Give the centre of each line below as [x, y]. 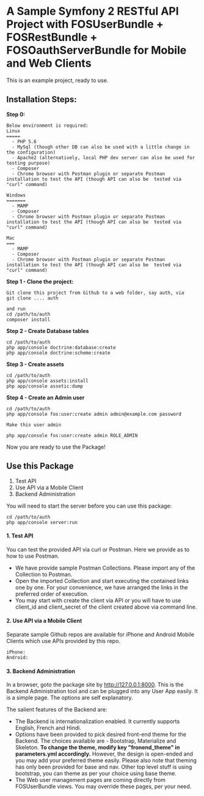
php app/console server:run [42, 522]
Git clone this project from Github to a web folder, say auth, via [95, 293]
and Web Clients [49, 63]
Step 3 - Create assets [35, 364]
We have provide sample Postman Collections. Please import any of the [105, 568]
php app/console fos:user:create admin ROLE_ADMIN [72, 435]
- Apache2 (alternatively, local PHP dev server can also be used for [104, 157]
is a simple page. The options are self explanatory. [70, 698]
